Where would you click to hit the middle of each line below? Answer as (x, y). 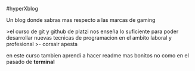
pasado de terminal (30, 62)
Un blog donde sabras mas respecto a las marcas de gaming (81, 20)
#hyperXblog (22, 9)
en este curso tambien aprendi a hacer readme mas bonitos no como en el (97, 55)
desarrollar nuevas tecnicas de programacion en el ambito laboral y (89, 38)
